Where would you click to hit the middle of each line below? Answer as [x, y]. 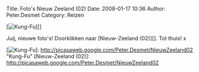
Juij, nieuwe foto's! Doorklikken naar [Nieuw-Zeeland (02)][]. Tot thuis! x [96, 38]
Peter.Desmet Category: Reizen [45, 15]
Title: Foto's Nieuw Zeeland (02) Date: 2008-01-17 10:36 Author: [86, 9]
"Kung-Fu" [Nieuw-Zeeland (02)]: [48, 56]
